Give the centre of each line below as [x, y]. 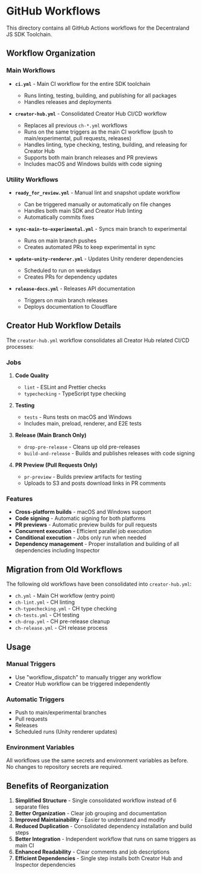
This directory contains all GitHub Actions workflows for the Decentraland [98, 28]
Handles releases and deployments [68, 102]
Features [20, 499]
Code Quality [32, 375]
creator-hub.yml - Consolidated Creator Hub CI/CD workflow [91, 114]
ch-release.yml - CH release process [61, 628]
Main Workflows [31, 71]
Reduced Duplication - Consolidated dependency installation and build [103, 826]
